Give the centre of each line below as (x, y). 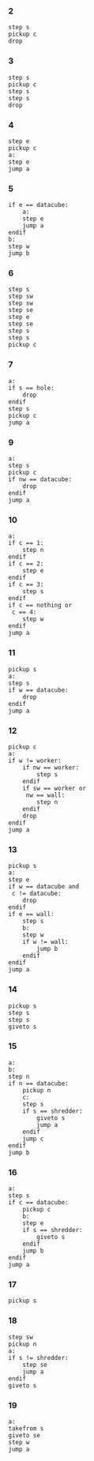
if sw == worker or (55, 788)
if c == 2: (26, 564)
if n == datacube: (38, 1084)
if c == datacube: (38, 1203)
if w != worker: (35, 761)
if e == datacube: (38, 205)
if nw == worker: (51, 768)
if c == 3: (26, 585)
